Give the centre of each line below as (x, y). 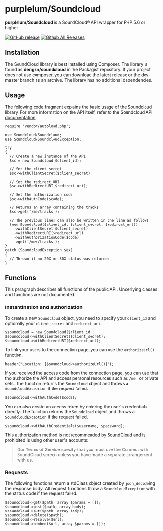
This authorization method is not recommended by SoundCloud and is (75, 435)
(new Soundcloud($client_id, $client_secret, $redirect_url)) (74, 225)
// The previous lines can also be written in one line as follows (79, 220)
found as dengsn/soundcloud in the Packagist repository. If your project (78, 69)
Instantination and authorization (44, 307)
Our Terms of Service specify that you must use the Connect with (83, 449)
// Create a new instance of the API (48, 156)
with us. (25, 460)
